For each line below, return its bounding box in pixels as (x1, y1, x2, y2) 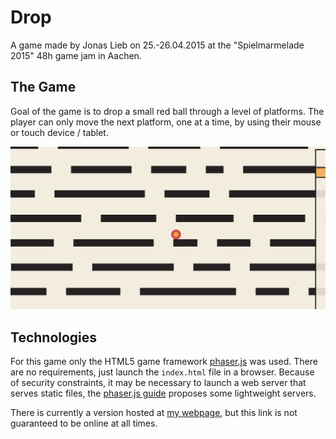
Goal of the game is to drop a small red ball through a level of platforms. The (10, 105, 325, 117)
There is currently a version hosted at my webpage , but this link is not (10, 406, 298, 418)
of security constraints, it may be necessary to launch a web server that (10, 376, 307, 388)
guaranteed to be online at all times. (10, 417, 158, 429)
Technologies (10, 329, 98, 346)
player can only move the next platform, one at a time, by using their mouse (10, 116, 322, 128)
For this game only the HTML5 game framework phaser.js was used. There (10, 355, 318, 367)
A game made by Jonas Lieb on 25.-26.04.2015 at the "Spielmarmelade (10, 39, 305, 51)
